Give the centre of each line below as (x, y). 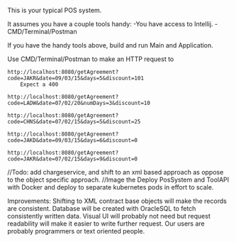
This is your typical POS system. (55, 10)
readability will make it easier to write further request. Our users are (106, 224)
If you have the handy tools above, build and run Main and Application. (111, 45)
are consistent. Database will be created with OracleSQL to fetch (102, 208)
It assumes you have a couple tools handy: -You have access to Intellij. (111, 24)
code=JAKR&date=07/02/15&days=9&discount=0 (73, 159)
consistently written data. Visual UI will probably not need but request (109, 216)
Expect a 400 (39, 84)
